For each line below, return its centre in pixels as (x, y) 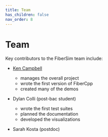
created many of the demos (49, 89)
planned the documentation (49, 114)
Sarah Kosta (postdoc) (36, 129)
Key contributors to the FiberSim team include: (54, 58)
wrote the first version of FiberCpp (57, 84)
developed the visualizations (50, 119)
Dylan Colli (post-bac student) (44, 99)
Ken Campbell (27, 68)
